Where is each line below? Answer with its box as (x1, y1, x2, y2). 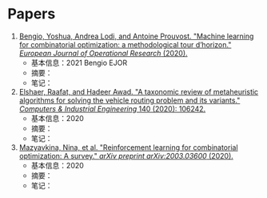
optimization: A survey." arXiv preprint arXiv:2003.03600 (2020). (18, 151, 233, 160)
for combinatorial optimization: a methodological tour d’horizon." (18, 39, 232, 49)
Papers (7, 5, 56, 23)
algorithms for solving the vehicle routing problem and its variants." (18, 95, 241, 105)
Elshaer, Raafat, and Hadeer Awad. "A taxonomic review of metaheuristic (18, 87, 259, 96)
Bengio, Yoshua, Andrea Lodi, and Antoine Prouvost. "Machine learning (18, 31, 254, 41)
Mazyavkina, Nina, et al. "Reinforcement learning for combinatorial (18, 142, 238, 152)
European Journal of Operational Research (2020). (18, 48, 189, 58)
